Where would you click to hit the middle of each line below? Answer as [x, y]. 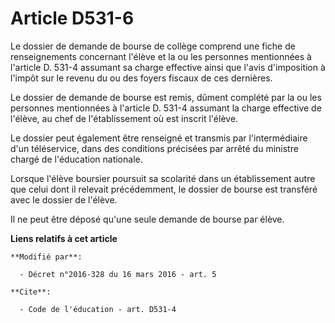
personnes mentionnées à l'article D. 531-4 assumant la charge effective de [166, 108]
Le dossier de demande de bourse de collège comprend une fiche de [153, 46]
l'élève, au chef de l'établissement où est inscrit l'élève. [124, 118]
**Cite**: [31, 292]
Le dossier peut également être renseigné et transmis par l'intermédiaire [159, 138]
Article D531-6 [72, 18]
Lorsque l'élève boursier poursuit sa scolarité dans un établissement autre [163, 178]
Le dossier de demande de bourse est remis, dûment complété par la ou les [166, 97]
